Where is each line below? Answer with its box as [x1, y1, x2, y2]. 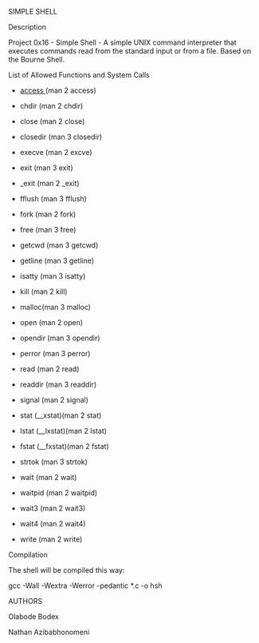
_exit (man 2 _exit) [19, 179, 80, 188]
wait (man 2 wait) [19, 473, 77, 482]
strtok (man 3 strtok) [19, 457, 88, 466]
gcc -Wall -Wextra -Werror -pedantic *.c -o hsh [8, 581, 163, 590]
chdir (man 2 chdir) [19, 101, 84, 110]
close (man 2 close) [19, 117, 85, 126]
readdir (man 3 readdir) [19, 379, 97, 389]
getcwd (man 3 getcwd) [19, 240, 99, 250]
